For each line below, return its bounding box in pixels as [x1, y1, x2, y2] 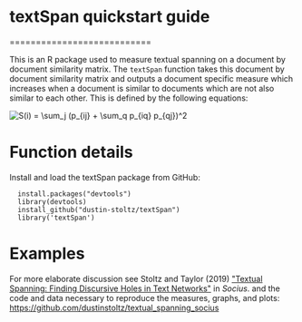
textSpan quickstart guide [9, 6, 210, 27]
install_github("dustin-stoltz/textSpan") [17, 205, 180, 214]
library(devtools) [17, 197, 88, 206]
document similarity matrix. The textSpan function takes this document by [9, 63, 286, 74]
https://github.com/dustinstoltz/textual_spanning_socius [9, 302, 219, 313]
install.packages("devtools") [17, 189, 132, 199]
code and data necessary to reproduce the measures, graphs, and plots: [9, 292, 280, 303]
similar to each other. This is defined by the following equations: [9, 93, 248, 103]
